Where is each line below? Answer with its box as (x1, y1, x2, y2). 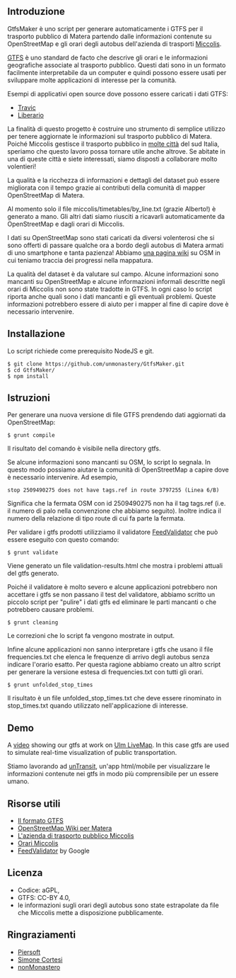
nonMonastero (17, 962, 61, 971)
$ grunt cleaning (7, 619, 59, 626)
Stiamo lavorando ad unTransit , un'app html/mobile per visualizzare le (7, 762, 211, 771)
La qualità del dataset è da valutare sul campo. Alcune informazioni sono (7, 269, 219, 278)
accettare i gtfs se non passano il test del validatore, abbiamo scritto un (7, 591, 216, 599)
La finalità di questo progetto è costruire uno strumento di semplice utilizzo (7, 124, 226, 133)
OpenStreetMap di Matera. (7, 191, 85, 199)
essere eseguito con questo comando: (7, 535, 119, 544)
